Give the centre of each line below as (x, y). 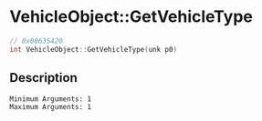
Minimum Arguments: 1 (51, 99)
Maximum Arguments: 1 (51, 106)
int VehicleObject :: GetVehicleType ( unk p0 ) (94, 49)
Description (43, 78)
